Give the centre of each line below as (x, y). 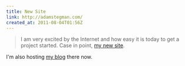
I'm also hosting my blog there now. (49, 57)
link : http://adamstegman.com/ (44, 17)
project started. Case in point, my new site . (72, 45)
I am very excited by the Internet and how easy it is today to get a (100, 39)
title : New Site (26, 11)
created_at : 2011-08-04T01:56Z (44, 22)
